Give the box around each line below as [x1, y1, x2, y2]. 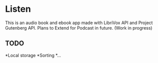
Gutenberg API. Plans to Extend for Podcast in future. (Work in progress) [5, 25, 153, 31]
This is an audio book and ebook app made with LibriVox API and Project [5, 20, 153, 26]
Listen [5, 3, 31, 15]
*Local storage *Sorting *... [5, 52, 61, 58]
